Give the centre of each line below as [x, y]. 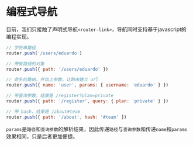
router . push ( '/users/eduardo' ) [44, 53]
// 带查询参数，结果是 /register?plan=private [60, 96]
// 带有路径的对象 [25, 64]
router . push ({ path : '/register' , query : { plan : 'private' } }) [87, 101]
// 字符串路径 [21, 47]
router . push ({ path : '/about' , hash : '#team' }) [66, 117]
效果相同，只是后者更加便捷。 [42, 136]
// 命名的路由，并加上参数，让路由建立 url [52, 80]
